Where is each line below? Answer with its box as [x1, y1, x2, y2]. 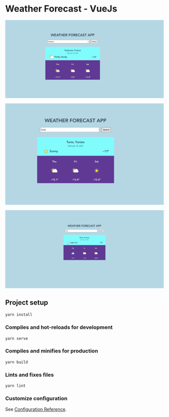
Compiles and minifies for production [5, 347, 98, 355]
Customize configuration [5, 395, 68, 402]
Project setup [5, 298, 49, 307]
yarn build [5, 360, 28, 365]
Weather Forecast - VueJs [5, 3, 117, 15]
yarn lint [5, 383, 26, 388]
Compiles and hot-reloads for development [5, 324, 113, 331]
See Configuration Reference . [5, 406, 67, 412]
